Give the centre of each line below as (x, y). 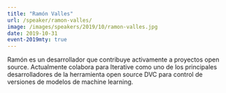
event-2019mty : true (37, 40)
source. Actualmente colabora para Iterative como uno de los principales (112, 67)
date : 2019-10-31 (33, 33)
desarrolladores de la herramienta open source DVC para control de (105, 75)
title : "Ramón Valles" (40, 14)
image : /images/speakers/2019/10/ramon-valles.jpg (83, 27)
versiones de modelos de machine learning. (70, 82)
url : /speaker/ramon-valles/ (50, 20)
